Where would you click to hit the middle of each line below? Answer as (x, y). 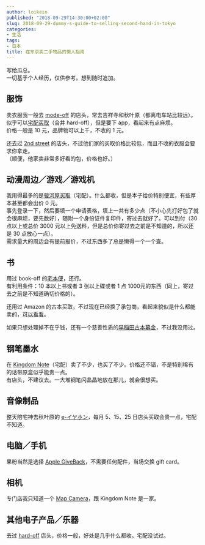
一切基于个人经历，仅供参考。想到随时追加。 (63, 78)
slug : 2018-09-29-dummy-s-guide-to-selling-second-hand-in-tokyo (91, 23)
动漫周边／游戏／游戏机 (50, 179)
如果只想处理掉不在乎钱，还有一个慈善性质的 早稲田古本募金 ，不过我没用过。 (103, 328)
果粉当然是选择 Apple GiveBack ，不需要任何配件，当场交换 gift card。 (95, 461)
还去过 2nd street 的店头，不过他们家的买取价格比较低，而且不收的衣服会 (98, 143)
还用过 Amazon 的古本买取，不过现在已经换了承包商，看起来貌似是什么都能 (101, 307)
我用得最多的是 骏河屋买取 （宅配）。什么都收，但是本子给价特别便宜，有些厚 (101, 195)
